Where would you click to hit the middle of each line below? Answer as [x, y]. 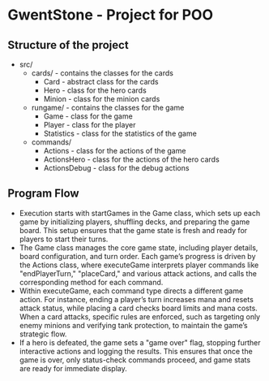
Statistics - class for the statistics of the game [120, 133]
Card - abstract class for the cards [101, 82]
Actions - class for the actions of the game [115, 151]
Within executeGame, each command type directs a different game [131, 291]
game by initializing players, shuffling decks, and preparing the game [134, 222]
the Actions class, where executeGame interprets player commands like [139, 265]
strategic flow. [43, 334]
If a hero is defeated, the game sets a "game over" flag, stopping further [140, 342]
